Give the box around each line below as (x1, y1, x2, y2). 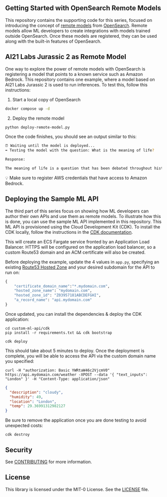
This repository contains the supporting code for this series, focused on (5, 17, 153, 23)
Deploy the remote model (12, 115, 65, 121)
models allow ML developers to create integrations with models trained (5, 27, 151, 34)
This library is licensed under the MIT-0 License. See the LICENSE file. (5, 486, 149, 492)
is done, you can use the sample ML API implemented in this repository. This (5, 218, 162, 224)
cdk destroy (5, 432, 30, 437)
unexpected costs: (5, 423, 43, 428)
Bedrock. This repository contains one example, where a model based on (5, 76, 155, 82)
